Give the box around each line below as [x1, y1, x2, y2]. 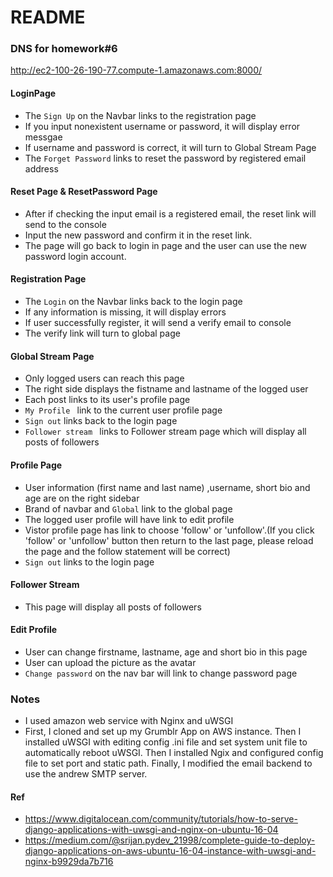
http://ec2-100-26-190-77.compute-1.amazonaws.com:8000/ [10, 64, 263, 76]
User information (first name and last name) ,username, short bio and [24, 481, 311, 493]
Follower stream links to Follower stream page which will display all [24, 426, 307, 438]
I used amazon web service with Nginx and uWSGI [24, 715, 234, 727]
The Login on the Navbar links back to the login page [24, 296, 243, 308]
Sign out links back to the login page [24, 415, 178, 427]
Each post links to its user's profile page [24, 394, 191, 406]
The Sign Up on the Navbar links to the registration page [24, 109, 257, 121]
